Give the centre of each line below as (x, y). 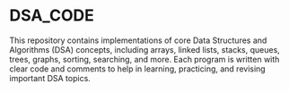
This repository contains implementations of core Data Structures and (138, 40)
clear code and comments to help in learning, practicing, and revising (138, 69)
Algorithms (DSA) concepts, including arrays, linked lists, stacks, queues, (144, 49)
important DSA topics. (50, 78)
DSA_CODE (52, 16)
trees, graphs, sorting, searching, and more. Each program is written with (144, 59)
